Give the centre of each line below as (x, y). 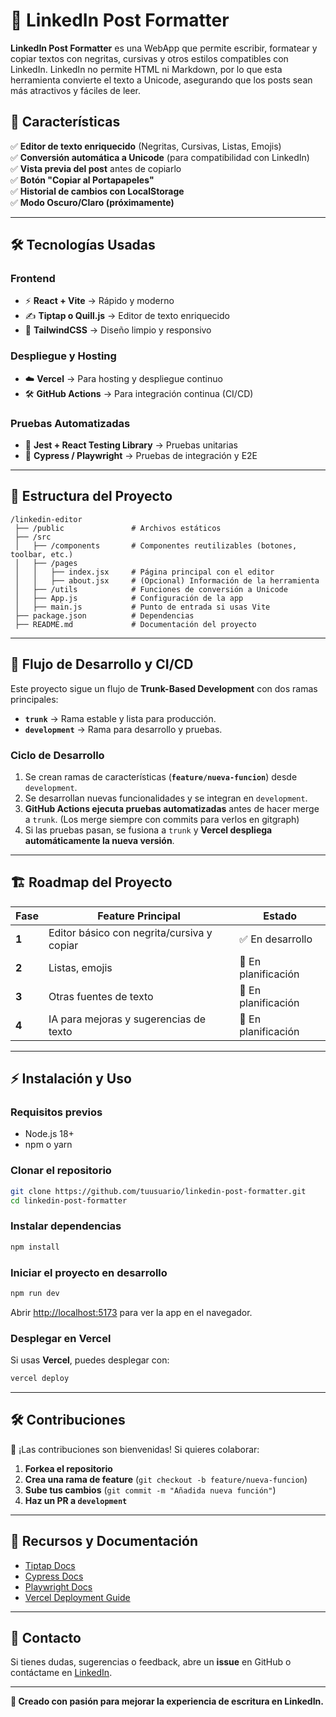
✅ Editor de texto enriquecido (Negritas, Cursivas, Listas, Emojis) (146, 146)
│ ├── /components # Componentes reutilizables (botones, (156, 545)
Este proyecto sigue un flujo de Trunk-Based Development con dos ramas (164, 688)
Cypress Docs (54, 1576)
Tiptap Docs (50, 1565)
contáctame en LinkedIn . (61, 1673)
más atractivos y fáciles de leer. (76, 90)
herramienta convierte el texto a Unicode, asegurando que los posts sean (161, 80)
